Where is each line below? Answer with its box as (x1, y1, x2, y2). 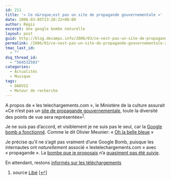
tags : (5, 79, 17, 84)
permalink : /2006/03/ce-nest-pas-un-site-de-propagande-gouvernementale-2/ (5, 41, 169, 46)
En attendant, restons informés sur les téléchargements (5, 160, 122, 166)
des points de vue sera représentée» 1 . (5, 113, 85, 120)
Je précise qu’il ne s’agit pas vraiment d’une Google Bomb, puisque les (5, 139, 154, 145)
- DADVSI (10, 83, 28, 88)
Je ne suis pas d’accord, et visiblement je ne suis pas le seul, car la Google (5, 123, 162, 130)
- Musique (10, 74, 31, 79)
